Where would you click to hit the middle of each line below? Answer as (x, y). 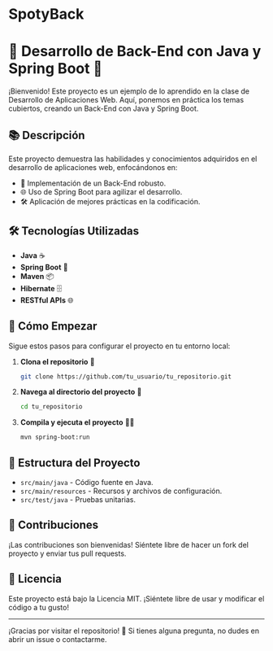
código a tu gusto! (39, 607)
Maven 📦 (37, 276)
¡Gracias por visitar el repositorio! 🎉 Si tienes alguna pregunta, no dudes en (134, 631)
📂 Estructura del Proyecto (74, 463)
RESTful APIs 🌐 (47, 300)
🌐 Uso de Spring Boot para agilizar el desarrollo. (101, 191)
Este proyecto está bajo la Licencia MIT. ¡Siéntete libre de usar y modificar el (136, 598)
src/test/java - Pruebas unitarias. (78, 500)
